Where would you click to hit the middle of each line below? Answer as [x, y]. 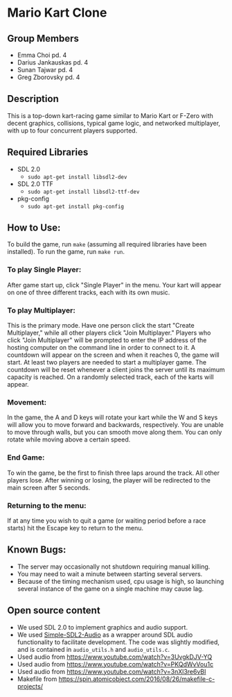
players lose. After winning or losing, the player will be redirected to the [109, 480]
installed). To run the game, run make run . [66, 252]
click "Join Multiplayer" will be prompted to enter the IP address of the [107, 340]
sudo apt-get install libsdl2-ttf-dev [83, 192]
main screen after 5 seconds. [49, 487]
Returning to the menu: [47, 505]
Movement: [27, 402]
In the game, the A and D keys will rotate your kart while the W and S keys [113, 417]
